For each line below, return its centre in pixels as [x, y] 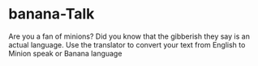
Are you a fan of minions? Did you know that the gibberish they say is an [129, 36]
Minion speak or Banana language [65, 53]
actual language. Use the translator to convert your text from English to [127, 44]
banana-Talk [52, 14]
